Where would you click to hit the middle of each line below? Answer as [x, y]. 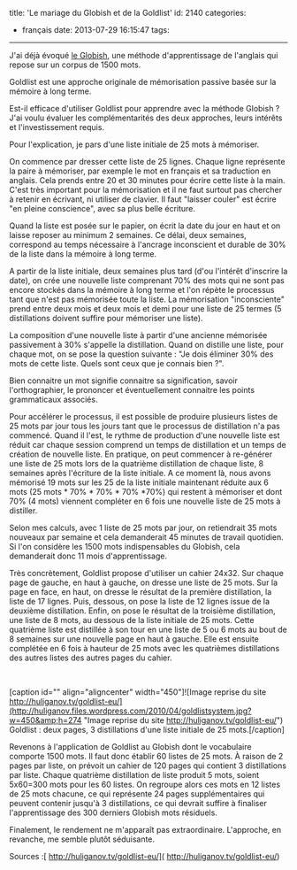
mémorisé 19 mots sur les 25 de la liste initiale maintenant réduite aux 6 [139, 482]
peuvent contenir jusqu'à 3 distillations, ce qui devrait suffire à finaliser [138, 803]
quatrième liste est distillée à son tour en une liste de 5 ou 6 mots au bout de [148, 629]
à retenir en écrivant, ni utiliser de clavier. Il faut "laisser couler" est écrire [143, 199]
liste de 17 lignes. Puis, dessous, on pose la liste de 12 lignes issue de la [140, 601]
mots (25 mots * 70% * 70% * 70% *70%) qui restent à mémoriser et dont [146, 492]
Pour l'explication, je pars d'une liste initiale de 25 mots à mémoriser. [134, 144]
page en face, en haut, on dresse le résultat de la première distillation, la [141, 592]
